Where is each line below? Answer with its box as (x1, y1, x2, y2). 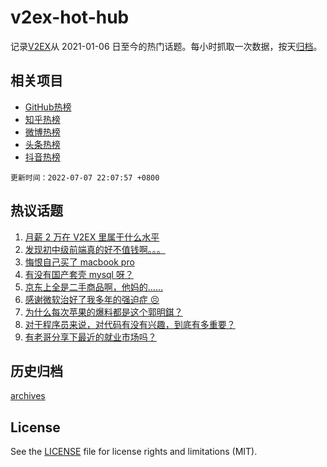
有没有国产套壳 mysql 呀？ (24, 268, 134, 280)
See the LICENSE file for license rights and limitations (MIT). (10, 446, 258, 458)
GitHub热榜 (24, 101, 72, 113)
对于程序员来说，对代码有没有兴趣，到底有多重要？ (24, 318, 236, 330)
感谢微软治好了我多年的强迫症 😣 (24, 293, 160, 305)
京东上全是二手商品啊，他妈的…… (24, 281, 163, 293)
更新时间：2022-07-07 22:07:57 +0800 (10, 172, 160, 183)
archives (10, 390, 46, 402)
